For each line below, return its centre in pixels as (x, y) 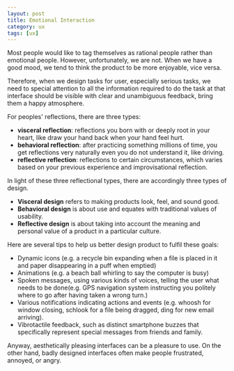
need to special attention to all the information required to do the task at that (116, 88)
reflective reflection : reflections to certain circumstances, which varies (120, 160)
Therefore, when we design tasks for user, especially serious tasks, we (109, 81)
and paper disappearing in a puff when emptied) (87, 266)
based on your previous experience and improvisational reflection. (112, 167)
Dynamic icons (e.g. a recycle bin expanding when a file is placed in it (117, 258)
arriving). (30, 317)
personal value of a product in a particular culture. (89, 231)
